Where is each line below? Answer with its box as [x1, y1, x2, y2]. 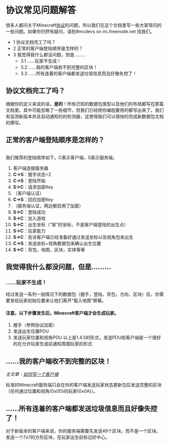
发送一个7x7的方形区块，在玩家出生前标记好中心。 [6, 434, 110, 440]
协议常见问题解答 [6, 5, 77, 16]
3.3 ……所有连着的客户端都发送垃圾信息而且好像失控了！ [20, 70, 137, 76]
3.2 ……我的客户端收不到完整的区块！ [20, 64, 98, 70]
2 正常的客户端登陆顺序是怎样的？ [13, 45, 83, 51]
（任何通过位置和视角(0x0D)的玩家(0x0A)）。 [6, 388, 98, 394]
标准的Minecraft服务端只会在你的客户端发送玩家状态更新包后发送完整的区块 [6, 382, 162, 388]
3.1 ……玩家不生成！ [20, 58, 62, 64]
